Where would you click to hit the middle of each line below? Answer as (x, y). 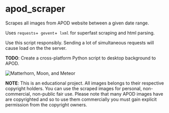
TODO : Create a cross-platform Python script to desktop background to (81, 58)
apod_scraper (35, 9)
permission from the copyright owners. (46, 104)
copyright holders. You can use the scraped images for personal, (74, 88)
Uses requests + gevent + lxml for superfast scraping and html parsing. (80, 33)
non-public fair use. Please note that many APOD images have (98, 94)
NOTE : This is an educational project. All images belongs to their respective (85, 83)
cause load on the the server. (36, 48)
